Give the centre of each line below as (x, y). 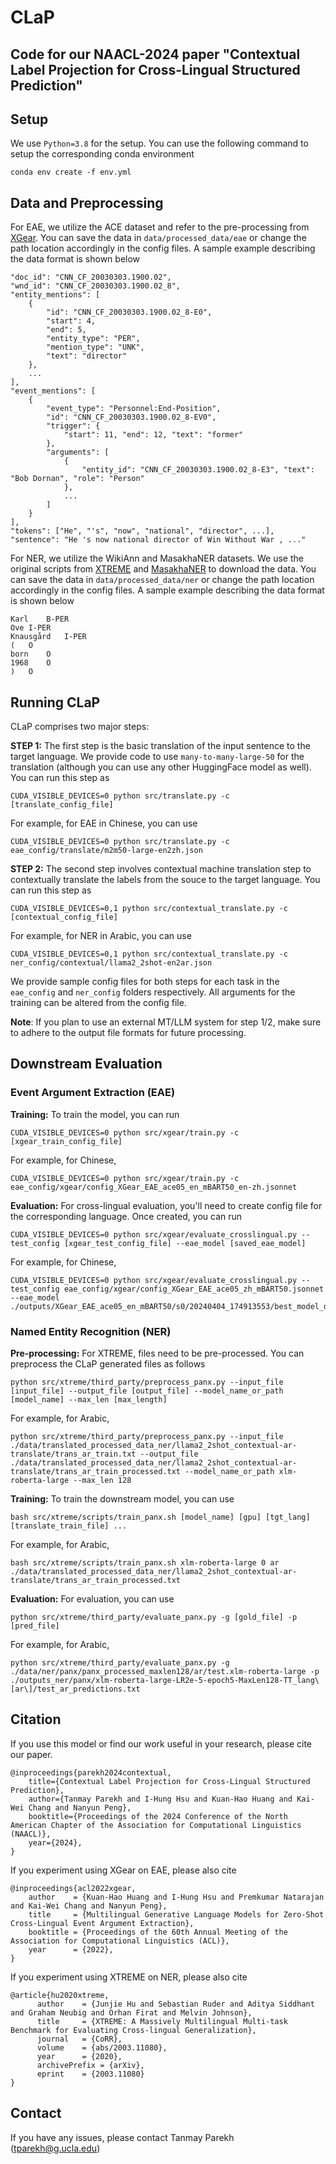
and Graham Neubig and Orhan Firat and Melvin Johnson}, (131, 2012)
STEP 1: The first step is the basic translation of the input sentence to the (160, 746)
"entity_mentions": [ (55, 295)
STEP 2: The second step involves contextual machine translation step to (161, 869)
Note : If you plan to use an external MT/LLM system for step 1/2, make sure (166, 1022)
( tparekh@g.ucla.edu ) (55, 2148)
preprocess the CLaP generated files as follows (108, 1364)
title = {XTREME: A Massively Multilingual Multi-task (162, 2021)
